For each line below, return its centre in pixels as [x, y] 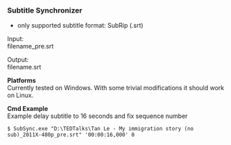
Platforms [22, 80]
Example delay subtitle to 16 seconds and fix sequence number [97, 116]
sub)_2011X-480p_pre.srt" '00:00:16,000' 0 [71, 135]
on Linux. [20, 95]
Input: [16, 39]
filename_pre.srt [31, 46]
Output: [18, 60]
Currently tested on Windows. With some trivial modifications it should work [116, 88]
